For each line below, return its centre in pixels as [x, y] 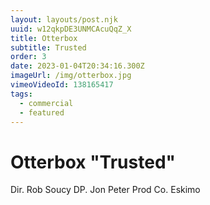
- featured [42, 112]
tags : [21, 94]
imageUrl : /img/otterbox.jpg [71, 76]
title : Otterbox [44, 38]
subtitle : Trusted [48, 47]
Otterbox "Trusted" [93, 162]
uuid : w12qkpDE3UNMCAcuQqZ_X [71, 29]
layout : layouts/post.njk [64, 19]
